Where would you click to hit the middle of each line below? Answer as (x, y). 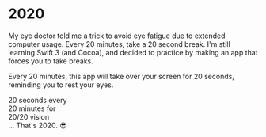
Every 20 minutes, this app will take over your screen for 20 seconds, (122, 76)
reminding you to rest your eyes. (61, 85)
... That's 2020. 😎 (38, 125)
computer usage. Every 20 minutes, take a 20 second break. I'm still (120, 44)
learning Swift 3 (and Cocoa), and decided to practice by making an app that (133, 52)
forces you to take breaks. (51, 61)
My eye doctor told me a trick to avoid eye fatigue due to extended (117, 36)
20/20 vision (29, 116)
